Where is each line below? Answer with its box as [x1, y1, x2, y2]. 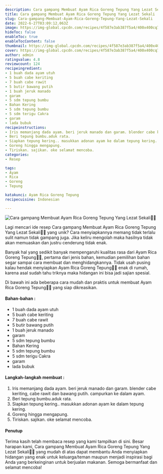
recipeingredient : [5, 66, 42, 71]
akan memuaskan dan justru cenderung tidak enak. [5, 239, 108, 245]
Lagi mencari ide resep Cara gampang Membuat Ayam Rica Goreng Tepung [5, 224, 156, 230]
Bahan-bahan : [5, 296, 36, 301]
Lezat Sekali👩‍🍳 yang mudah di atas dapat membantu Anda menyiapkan [5, 449, 148, 455]
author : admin [5, 52, 34, 58]
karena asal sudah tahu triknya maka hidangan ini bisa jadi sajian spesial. [5, 270, 151, 276]
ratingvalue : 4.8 [5, 57, 40, 62]
